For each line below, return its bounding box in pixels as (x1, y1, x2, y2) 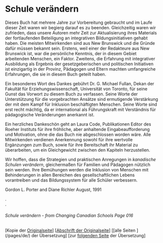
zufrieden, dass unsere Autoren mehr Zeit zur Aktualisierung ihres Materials (5, 30, 157, 36)
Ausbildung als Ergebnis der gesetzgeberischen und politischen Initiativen (5, 61, 154, 67)
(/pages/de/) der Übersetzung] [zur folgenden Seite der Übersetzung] (5, 233, 146, 239)
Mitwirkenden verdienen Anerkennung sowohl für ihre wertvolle (5, 136, 133, 142)
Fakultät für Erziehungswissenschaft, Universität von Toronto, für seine (5, 86, 147, 92)
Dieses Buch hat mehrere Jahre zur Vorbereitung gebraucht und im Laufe (5, 19, 152, 25)
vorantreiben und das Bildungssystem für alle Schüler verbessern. (5, 177, 138, 183)
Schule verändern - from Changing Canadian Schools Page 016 (5, 212, 133, 218)
